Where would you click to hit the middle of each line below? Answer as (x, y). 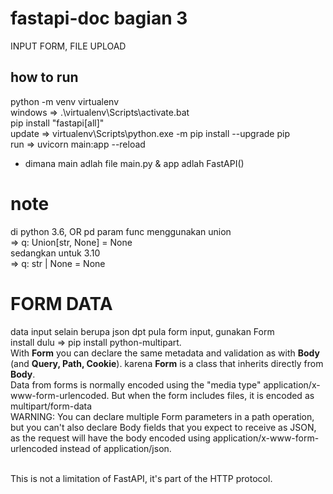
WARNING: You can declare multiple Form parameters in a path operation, (162, 416)
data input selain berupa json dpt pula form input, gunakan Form (142, 331)
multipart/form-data (51, 406)
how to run (44, 77)
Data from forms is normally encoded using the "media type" (136, 384)
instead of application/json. (115, 448)
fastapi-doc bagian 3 (99, 18)
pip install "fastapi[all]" (57, 123)
